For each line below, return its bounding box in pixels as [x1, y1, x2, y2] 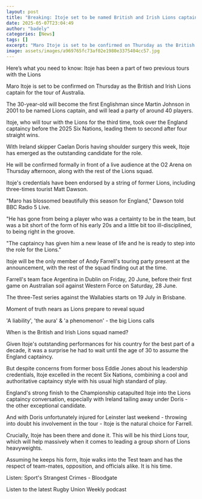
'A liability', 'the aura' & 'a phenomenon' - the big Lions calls [6, 317, 155, 324]
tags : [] [6, 37, 28, 43]
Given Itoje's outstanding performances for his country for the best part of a [6, 340, 195, 347]
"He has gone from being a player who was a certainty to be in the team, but [6, 215, 196, 222]
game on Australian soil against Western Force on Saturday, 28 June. [6, 282, 177, 289]
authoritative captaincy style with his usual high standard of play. [6, 377, 167, 385]
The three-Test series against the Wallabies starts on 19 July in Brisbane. [6, 293, 186, 301]
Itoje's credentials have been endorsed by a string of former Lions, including [6, 179, 195, 186]
